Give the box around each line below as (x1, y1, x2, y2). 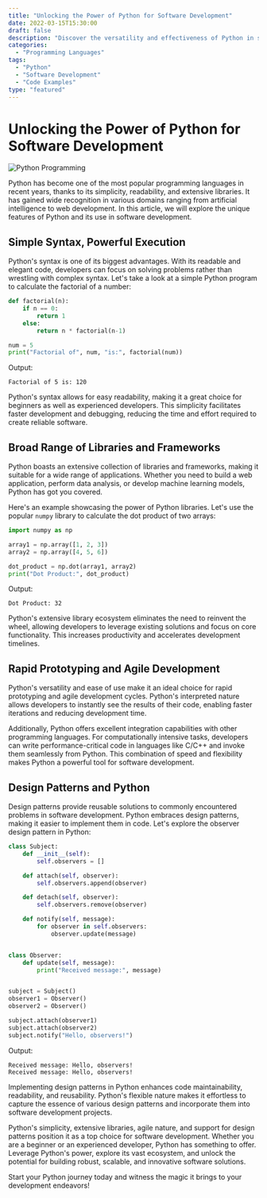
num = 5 (8, 341, 34, 349)
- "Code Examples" (15, 78, 77, 86)
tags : (8, 56, 26, 64)
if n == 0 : (22, 305, 59, 313)
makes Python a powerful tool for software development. (8, 757, 195, 768)
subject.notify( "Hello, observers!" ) (8, 1031, 133, 1039)
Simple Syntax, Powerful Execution (8, 235, 186, 249)
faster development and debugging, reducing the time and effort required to (8, 409, 257, 418)
